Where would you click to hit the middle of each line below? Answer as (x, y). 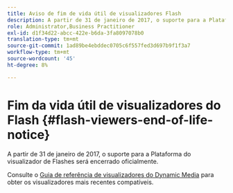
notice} (29, 135)
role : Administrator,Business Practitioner (71, 26)
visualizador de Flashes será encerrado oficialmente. (83, 161)
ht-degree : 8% (28, 65)
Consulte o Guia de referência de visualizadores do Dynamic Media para (111, 174)
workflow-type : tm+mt (38, 53)
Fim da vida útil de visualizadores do (114, 105)
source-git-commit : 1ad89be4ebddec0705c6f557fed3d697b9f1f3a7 (99, 46)
